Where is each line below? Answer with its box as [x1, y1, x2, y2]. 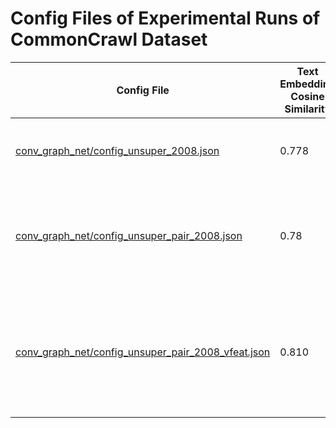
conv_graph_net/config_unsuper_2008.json [15, 143, 220, 157]
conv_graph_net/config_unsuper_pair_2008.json [15, 228, 243, 242]
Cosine [290, 89, 325, 103]
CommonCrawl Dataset [10, 28, 208, 51]
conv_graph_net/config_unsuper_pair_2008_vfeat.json [15, 345, 271, 359]
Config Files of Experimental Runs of [10, 7, 321, 30]
